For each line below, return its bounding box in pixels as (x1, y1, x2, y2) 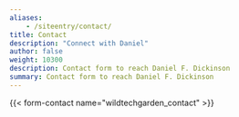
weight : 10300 (9, 55, 64, 64)
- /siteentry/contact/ (26, 22, 112, 31)
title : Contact (9, 30, 68, 39)
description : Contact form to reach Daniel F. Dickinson (9, 64, 231, 73)
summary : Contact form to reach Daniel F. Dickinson (9, 73, 214, 82)
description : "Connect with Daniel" (9, 38, 149, 48)
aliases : (9, 13, 43, 23)
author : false (9, 47, 64, 56)
